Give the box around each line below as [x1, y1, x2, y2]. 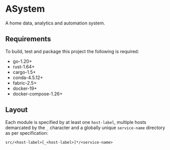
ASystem [5, 3, 45, 15]
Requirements [5, 35, 51, 43]
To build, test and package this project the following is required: [5, 48, 139, 54]
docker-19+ [12, 85, 37, 91]
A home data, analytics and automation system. [5, 20, 106, 26]
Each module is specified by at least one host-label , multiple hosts [5, 119, 147, 125]
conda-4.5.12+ [12, 74, 43, 81]
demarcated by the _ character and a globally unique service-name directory [5, 124, 165, 131]
